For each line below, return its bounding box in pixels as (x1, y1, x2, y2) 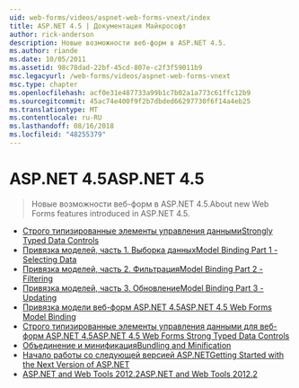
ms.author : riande (9, 47, 78, 56)
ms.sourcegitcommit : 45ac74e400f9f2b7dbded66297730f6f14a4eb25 (9, 96, 251, 106)
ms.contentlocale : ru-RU (9, 113, 102, 122)
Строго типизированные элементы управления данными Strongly (22, 225, 274, 236)
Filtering (22, 273, 54, 284)
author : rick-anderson (9, 30, 94, 39)
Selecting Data (22, 253, 77, 265)
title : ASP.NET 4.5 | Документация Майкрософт (9, 22, 187, 31)
